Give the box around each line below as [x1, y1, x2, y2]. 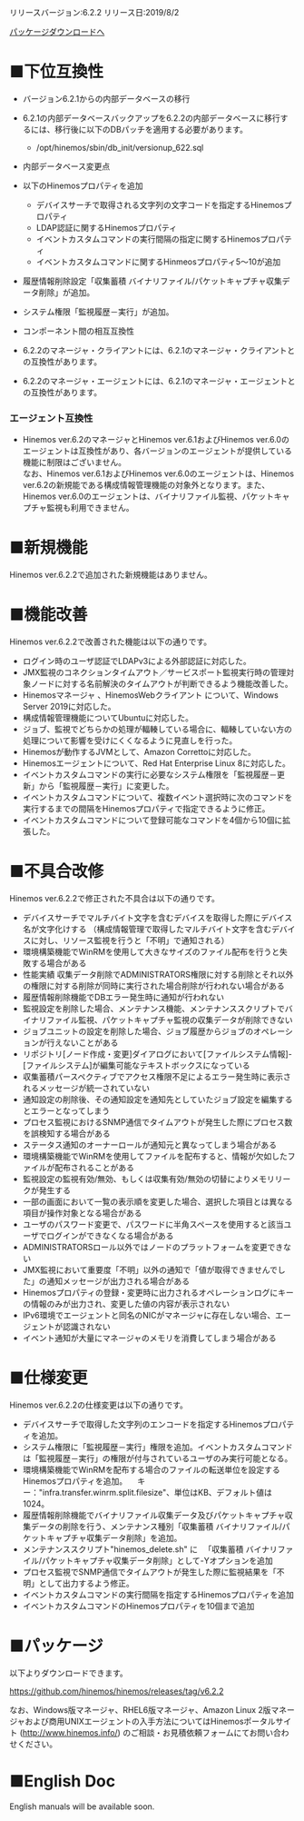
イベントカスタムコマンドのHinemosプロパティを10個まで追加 [22, 1600, 255, 1611]
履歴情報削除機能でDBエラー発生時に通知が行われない [22, 992, 225, 1003]
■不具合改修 [9, 861, 104, 882]
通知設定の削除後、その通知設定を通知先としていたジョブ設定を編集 [22, 1094, 278, 1105]
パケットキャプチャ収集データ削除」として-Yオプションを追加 [41, 1555, 274, 1566]
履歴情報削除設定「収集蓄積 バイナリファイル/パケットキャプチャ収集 [22, 275, 283, 286]
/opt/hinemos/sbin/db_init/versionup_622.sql [35, 142, 204, 153]
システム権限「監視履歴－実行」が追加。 [22, 306, 174, 317]
